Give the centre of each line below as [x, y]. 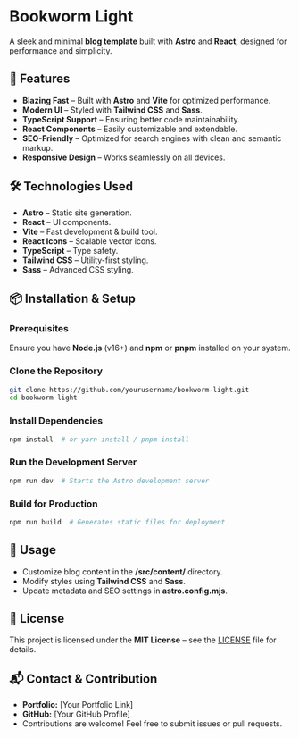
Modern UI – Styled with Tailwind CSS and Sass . [112, 110]
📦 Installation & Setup [73, 298]
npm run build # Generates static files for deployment [117, 522]
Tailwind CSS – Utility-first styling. [85, 260]
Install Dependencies [56, 421]
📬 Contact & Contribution [83, 679]
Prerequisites [39, 328]
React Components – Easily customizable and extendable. [130, 129]
